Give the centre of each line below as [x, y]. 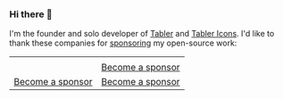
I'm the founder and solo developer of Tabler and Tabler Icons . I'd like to [142, 34]
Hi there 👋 [31, 14]
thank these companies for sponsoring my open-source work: [123, 43]
